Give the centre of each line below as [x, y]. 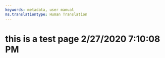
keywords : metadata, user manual [40, 10]
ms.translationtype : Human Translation [46, 14]
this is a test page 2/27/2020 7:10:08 [82, 39]
